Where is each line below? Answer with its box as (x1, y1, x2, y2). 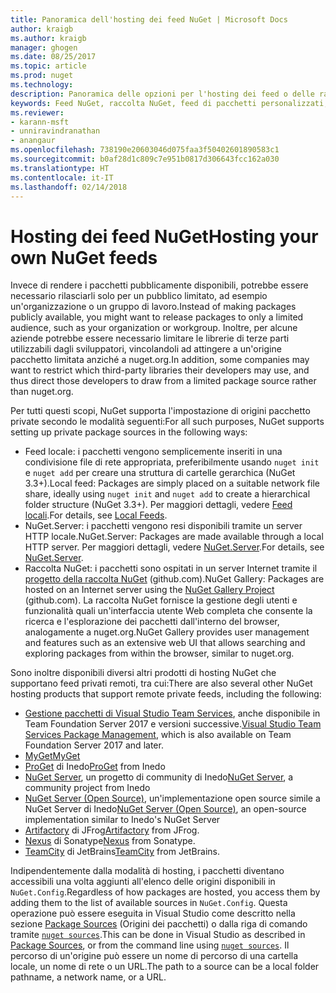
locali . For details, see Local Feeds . (24, 509, 168, 521)
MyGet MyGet (24, 750, 81, 762)
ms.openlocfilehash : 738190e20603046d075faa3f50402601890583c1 (10, 145, 280, 155)
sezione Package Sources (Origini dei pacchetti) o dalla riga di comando (10, 918, 308, 930)
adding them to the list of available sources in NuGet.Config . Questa (10, 897, 288, 909)
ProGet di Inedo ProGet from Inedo (24, 761, 166, 773)
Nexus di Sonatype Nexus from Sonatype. (24, 835, 196, 847)
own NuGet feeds (10, 246, 158, 269)
